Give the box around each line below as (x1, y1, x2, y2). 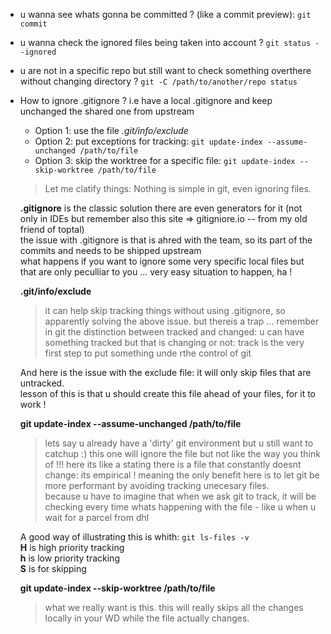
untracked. (19, 377, 65, 389)
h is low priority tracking (19, 552, 120, 564)
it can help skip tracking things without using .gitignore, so (44, 305, 286, 316)
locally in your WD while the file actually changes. (44, 612, 250, 624)
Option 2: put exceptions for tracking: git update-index (34, 135, 263, 147)
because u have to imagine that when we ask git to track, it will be (44, 490, 317, 502)
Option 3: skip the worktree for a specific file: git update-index (34, 155, 296, 166)
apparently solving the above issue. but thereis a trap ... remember (44, 315, 320, 327)
